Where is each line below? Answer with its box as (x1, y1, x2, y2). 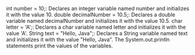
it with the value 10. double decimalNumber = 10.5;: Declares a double (6, 11, 176, 18)
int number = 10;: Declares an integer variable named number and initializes (6, 5, 190, 12)
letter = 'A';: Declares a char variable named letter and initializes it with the (6, 23, 186, 30)
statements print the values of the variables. (6, 42, 113, 49)
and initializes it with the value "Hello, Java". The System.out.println (6, 36, 170, 43)
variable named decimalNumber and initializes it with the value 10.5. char (6, 18, 183, 24)
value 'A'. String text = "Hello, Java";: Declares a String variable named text (6, 30, 188, 37)
